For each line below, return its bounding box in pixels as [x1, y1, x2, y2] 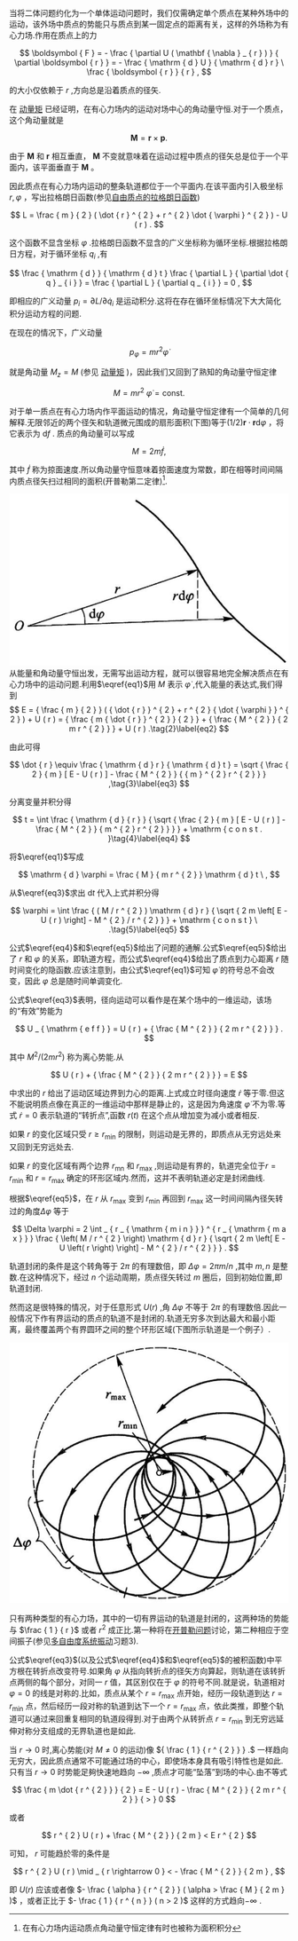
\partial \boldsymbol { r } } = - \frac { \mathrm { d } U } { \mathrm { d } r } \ [13, 57, 285, 67]
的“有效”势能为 [9, 1006, 64, 1016]
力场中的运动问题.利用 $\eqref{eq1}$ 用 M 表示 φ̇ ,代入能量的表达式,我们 [16, 679, 275, 690]
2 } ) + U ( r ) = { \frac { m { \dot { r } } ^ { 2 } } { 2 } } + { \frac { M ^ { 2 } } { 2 [10, 714, 288, 725]
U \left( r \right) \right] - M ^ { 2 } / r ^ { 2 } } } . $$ [59, 1243, 239, 1253]
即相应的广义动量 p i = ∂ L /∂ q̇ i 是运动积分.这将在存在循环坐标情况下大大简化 [9, 296, 282, 308]
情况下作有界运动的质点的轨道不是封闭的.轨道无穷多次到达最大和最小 [16, 1313, 269, 1324]
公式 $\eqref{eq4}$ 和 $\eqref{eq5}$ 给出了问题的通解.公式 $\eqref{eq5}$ [9, 943, 271, 953]
